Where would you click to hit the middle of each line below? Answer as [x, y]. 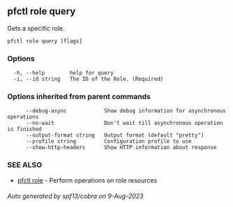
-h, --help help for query [63, 73]
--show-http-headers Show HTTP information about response [121, 148]
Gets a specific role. [36, 28]
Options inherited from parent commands [79, 97]
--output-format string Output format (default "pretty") [115, 135]
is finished [24, 129]
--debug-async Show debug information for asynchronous [126, 111]
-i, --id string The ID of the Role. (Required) [89, 79]
